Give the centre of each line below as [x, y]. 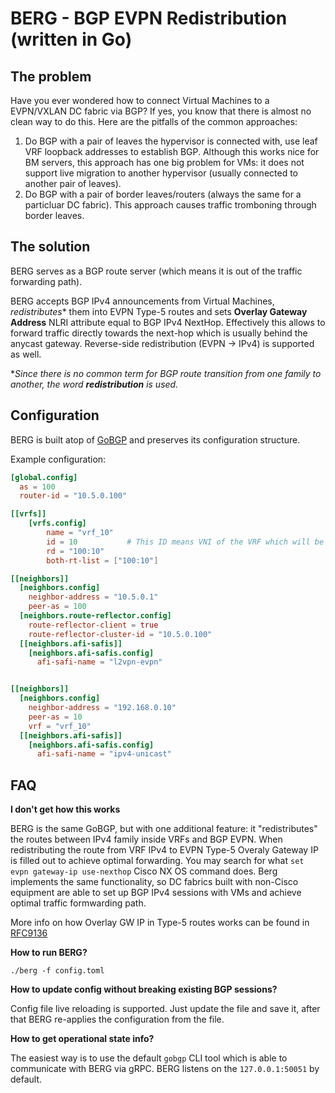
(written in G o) [71, 39]
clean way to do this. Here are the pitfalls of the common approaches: [154, 121]
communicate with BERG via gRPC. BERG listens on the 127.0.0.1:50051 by [165, 1069]
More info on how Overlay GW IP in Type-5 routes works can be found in [160, 923]
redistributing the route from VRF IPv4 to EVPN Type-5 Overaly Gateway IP [164, 850]
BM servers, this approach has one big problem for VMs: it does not [164, 162]
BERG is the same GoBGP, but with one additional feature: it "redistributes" [164, 829]
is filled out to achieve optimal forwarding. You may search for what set [157, 861]
